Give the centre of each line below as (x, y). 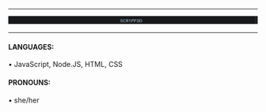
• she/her (24, 100)
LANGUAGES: (31, 47)
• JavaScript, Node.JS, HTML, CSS (65, 65)
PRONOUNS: (30, 83)
